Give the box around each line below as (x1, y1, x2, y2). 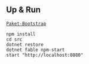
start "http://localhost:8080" (6, 52, 84, 58)
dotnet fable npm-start (6, 47, 65, 53)
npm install (6, 31, 36, 37)
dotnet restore (6, 41, 44, 47)
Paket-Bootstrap (6, 20, 46, 26)
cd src (6, 36, 23, 42)
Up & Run (6, 5, 41, 15)
